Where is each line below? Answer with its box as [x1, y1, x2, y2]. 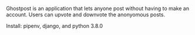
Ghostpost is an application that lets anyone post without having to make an [6, 5, 190, 12]
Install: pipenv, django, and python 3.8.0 [6, 23, 103, 29]
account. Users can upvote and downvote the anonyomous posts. [6, 11, 166, 18]
